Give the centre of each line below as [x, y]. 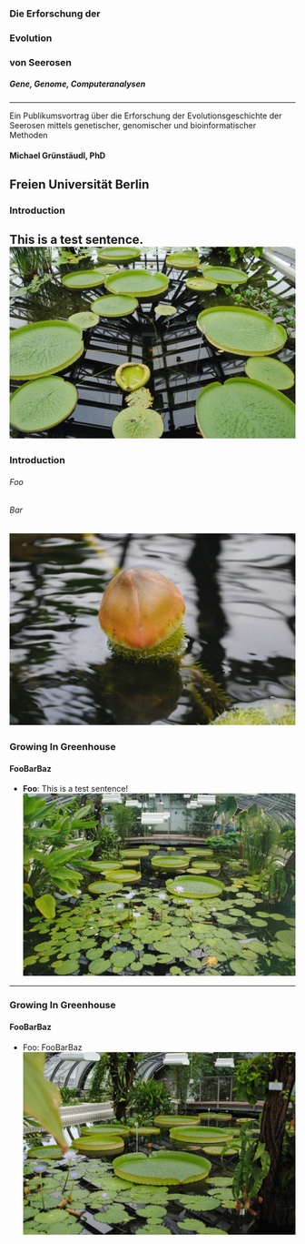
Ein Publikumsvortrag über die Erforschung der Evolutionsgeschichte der [146, 116]
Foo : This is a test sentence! [75, 789]
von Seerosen [41, 62]
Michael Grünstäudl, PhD [58, 156]
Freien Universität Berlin [79, 184]
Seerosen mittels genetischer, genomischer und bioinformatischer [133, 125]
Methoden [29, 135]
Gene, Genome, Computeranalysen [78, 84]
